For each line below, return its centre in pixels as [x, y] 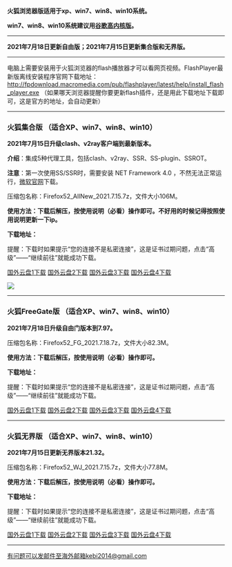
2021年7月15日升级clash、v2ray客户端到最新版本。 [81, 144]
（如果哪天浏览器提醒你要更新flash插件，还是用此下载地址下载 [129, 92]
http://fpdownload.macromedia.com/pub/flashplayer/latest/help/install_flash [116, 84]
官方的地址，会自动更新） [67, 101]
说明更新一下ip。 [37, 220]
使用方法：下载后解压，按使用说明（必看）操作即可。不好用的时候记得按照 [113, 211]
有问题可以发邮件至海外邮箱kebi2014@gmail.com [77, 555]
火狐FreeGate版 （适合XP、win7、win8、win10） [90, 312]
